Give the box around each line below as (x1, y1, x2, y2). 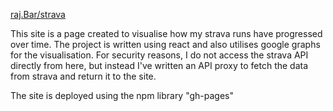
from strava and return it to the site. (10, 70, 157, 82)
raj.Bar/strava (10, 9, 66, 20)
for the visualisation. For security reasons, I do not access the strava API (10, 49, 309, 61)
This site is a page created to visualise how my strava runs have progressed (10, 28, 323, 39)
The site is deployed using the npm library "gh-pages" (10, 90, 235, 101)
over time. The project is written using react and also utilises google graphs (10, 39, 321, 50)
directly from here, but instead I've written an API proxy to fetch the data (10, 60, 309, 71)
